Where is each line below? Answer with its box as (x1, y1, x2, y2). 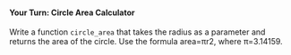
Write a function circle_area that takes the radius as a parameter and (9, 27, 266, 37)
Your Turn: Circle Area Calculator (9, 7, 135, 18)
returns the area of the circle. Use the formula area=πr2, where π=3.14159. (9, 36, 284, 47)
